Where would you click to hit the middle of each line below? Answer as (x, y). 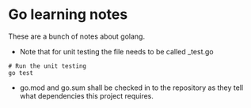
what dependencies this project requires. (87, 95)
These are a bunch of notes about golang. (76, 36)
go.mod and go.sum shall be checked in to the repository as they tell (131, 88)
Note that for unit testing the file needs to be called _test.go (116, 51)
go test (21, 73)
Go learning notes (68, 15)
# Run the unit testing (48, 66)
